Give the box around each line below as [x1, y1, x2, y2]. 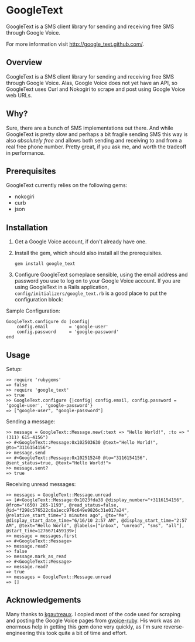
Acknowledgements [6, 595, 81, 605]
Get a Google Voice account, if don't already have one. [14, 238, 148, 245]
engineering [6, 629, 35, 636]
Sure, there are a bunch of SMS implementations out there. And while [6, 124, 174, 131]
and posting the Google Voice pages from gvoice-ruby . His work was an [6, 617, 180, 624]
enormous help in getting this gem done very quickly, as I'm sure [6, 623, 163, 630]
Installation [6, 222, 48, 232]
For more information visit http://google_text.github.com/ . [6, 40, 145, 47]
